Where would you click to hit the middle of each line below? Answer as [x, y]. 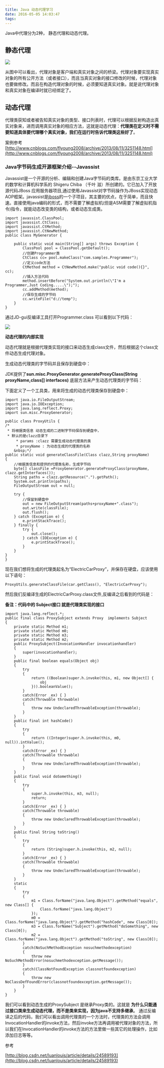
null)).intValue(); [25, 742]
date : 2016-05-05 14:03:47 [32, 14]
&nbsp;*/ [23, 451]
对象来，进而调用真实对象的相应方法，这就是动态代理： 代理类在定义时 [80, 126]
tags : [10, 19]
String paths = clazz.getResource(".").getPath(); [66, 477]
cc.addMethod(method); [46, 290]
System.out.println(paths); [42, 482]
